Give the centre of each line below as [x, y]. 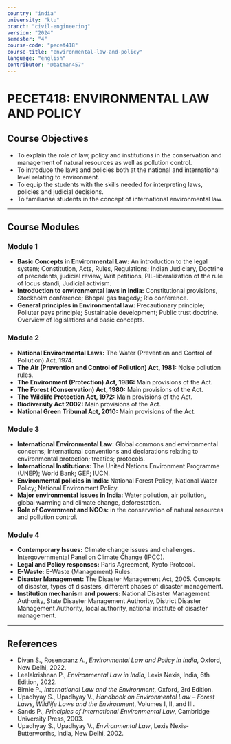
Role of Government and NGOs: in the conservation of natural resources [120, 510]
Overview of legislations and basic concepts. [81, 320]
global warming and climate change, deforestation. [89, 502]
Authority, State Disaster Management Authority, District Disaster [109, 601]
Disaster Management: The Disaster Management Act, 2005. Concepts [119, 579]
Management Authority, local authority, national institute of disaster [112, 609]
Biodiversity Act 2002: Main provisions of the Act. [89, 404]
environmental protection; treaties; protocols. [81, 459]
